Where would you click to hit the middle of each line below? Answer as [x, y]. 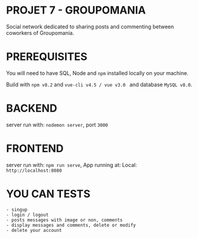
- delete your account [34, 230]
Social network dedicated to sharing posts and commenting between [90, 27]
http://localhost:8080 [34, 171]
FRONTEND [35, 149]
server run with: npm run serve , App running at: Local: [72, 165]
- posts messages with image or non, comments [64, 220]
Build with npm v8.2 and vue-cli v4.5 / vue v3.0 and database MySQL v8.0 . [99, 84]
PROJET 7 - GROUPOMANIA [76, 10]
